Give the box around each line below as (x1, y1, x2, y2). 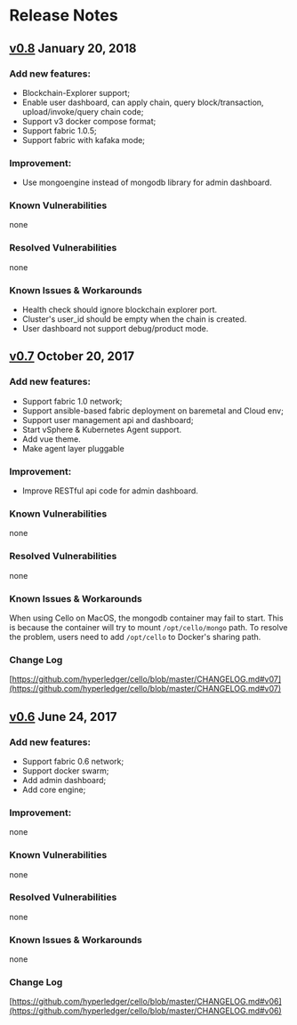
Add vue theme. (21, 433, 82, 444)
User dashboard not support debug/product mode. (21, 324, 209, 334)
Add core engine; (21, 784, 86, 795)
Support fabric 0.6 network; (21, 756, 124, 766)
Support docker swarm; (21, 765, 109, 776)
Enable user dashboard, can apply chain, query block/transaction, (21, 97, 264, 108)
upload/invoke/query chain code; (21, 106, 144, 116)
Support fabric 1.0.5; (21, 125, 97, 136)
